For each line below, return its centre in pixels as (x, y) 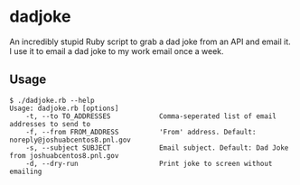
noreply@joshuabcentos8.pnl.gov (70, 140)
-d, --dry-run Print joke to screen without (149, 163)
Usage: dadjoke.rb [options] (64, 108)
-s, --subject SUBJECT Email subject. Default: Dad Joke (157, 148)
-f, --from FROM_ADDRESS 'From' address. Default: (141, 132)
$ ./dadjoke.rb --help (52, 100)
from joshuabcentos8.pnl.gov (64, 155)
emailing (26, 171)
